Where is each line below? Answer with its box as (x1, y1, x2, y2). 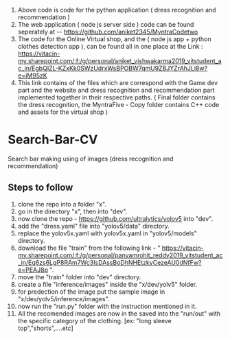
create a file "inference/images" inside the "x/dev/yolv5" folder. (17, 280, 198, 288)
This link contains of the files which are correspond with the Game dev (17, 79, 218, 86)
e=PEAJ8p (17, 266, 49, 274)
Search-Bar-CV (8, 132, 98, 148)
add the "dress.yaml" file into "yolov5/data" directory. (17, 222, 170, 230)
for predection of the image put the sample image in (17, 288, 165, 296)
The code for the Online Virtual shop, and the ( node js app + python (17, 35, 211, 43)
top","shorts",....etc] (17, 324, 74, 332)
